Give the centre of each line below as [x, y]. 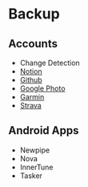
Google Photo [42, 88]
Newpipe [35, 150]
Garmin [32, 97]
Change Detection [50, 63]
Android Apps [44, 130]
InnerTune [36, 167]
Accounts [33, 44]
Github [31, 80]
